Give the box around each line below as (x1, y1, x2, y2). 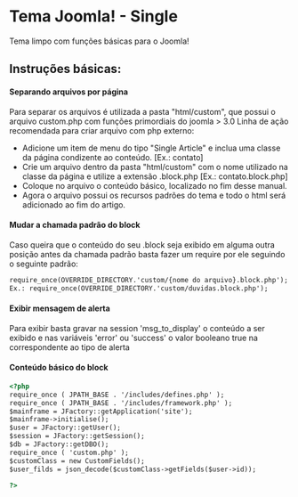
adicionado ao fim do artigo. (21, 199, 126, 210)
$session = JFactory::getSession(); (9, 432, 145, 441)
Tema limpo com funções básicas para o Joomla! (9, 36, 189, 46)
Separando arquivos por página (9, 86, 129, 97)
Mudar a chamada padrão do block (9, 220, 141, 231)
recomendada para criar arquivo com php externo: (9, 125, 195, 135)
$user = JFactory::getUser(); (9, 423, 122, 433)
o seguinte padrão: (9, 258, 78, 269)
